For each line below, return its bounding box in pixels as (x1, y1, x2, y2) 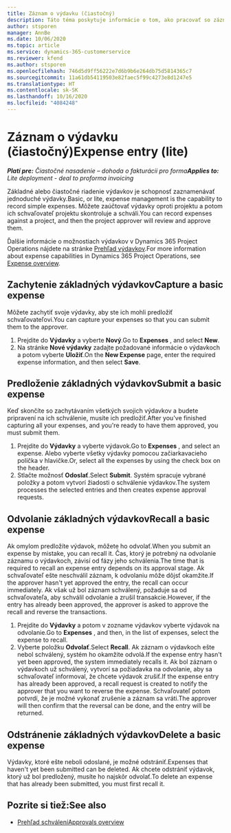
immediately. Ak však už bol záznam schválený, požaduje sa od (7, 586, 187, 594)
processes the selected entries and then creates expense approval (16, 486, 206, 494)
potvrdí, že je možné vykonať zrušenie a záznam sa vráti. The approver (16, 694, 217, 702)
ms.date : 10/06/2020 (7, 36, 67, 43)
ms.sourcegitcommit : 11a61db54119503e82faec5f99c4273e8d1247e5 (7, 74, 192, 81)
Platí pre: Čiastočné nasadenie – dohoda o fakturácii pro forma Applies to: (7, 166, 219, 175)
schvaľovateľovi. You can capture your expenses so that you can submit (7, 315, 210, 323)
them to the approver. (7, 323, 69, 331)
